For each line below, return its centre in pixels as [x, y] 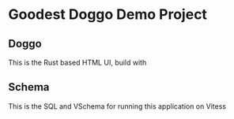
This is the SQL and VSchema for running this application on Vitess [117, 106]
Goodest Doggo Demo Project [108, 15]
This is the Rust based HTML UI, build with [77, 62]
